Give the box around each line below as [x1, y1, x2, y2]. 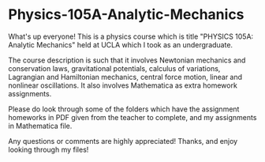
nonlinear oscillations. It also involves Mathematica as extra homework [8, 81, 238, 90]
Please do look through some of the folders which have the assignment [8, 104, 240, 114]
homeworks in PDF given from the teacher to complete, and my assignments [8, 112, 257, 122]
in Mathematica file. [8, 121, 73, 130]
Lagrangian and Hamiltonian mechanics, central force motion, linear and [8, 72, 243, 81]
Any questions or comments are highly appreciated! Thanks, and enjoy [8, 136, 238, 145]
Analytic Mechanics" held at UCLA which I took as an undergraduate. [8, 40, 233, 49]
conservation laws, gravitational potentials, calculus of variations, [8, 63, 221, 73]
